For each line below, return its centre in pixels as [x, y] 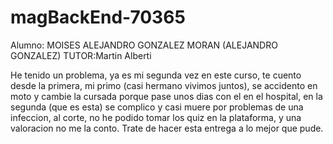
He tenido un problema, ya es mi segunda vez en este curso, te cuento [156, 75]
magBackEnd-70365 [98, 17]
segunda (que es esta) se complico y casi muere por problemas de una [157, 107]
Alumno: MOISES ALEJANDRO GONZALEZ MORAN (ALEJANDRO [144, 45]
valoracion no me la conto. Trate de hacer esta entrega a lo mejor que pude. [167, 128]
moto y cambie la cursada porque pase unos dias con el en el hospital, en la [166, 96]
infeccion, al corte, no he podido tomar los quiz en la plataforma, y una [156, 117]
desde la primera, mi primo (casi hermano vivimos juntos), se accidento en [164, 85]
